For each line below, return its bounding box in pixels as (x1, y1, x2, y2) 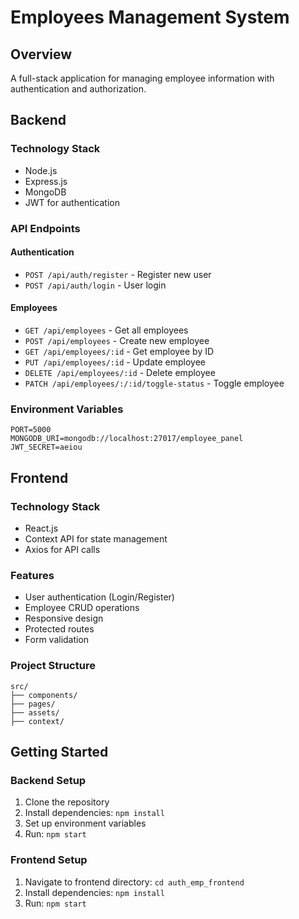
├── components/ (10, 690, 78, 700)
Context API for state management (24, 533, 168, 545)
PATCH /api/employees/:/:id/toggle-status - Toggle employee (24, 377, 285, 390)
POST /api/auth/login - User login (24, 279, 167, 291)
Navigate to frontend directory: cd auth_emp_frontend (24, 876, 245, 888)
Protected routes (24, 623, 95, 635)
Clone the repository (24, 796, 110, 808)
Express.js (24, 175, 68, 187)
